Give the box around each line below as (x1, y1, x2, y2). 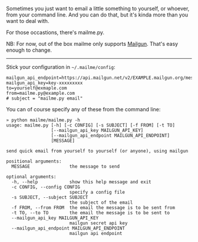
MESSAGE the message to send (11, 164, 120, 170)
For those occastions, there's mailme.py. (6, 29, 105, 36)
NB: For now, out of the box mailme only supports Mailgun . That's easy (6, 41, 179, 47)
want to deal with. (6, 18, 49, 24)
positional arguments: (6, 158, 62, 164)
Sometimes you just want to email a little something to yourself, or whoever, (6, 5, 190, 12)
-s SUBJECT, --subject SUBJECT (11, 194, 88, 200)
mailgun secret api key (69, 220, 128, 226)
